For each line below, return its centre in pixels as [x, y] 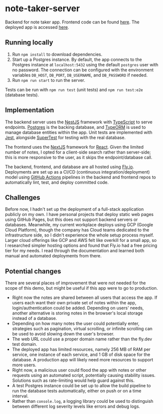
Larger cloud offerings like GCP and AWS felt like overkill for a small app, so [81, 240]
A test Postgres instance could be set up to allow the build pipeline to [81, 386]
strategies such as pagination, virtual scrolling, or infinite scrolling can [82, 329]
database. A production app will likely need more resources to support [82, 360]
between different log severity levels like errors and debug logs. [76, 406]
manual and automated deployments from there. [53, 256]
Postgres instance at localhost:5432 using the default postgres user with [85, 64]
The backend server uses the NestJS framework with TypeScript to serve [79, 122]
